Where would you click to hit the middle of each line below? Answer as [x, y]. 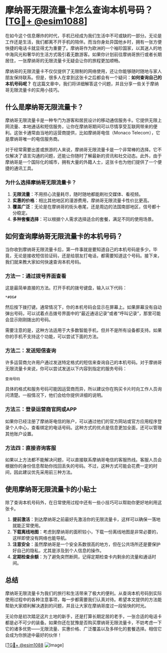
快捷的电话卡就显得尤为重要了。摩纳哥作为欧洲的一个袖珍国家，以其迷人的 [81, 48]
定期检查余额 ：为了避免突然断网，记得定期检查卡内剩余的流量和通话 [82, 557]
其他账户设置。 [20, 434]
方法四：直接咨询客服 [31, 448]
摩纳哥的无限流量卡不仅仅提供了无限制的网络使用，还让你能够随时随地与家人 [83, 71]
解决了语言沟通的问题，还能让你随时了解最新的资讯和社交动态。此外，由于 [85, 156]
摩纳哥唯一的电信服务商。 [36, 139]
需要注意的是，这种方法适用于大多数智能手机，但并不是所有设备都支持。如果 [83, 330]
